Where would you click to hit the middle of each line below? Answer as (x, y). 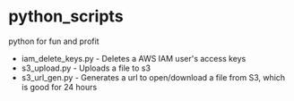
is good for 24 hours (59, 87)
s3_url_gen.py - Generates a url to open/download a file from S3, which (153, 77)
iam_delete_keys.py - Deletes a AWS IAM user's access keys (134, 58)
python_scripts (66, 17)
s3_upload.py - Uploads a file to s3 (86, 68)
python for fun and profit (54, 41)
